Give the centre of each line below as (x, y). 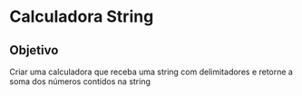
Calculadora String (82, 17)
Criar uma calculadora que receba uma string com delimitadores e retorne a (151, 72)
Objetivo (34, 50)
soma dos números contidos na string (80, 82)
